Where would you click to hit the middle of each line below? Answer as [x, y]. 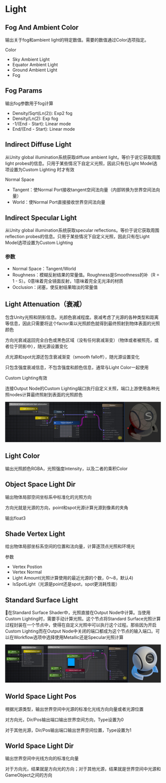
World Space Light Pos [41, 697]
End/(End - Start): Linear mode [43, 129]
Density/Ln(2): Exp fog [35, 118]
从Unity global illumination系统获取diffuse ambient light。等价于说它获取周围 [83, 157]
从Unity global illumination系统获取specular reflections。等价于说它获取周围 [82, 230]
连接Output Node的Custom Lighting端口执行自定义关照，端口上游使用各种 [80, 388]
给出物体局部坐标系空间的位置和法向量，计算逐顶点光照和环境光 [70, 546]
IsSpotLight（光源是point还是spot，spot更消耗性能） [66, 584]
